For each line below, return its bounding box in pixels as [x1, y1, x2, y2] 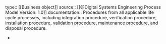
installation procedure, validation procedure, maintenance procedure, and [5, 20, 158, 26]
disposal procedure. [5, 25, 47, 31]
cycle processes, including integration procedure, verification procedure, [5, 15, 157, 20]
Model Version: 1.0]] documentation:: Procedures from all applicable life [5, 9, 154, 15]
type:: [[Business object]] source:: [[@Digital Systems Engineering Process [5, 4, 161, 10]
